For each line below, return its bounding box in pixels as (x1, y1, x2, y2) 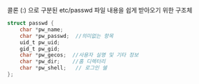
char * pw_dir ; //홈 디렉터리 (19, 58, 106, 65)
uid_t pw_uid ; (19, 39, 60, 46)
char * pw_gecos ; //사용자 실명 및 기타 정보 (19, 52, 139, 59)
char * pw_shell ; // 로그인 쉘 (19, 65, 107, 72)
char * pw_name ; (19, 26, 64, 33)
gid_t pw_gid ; (19, 45, 60, 52)
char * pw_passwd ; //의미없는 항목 (19, 32, 114, 39)
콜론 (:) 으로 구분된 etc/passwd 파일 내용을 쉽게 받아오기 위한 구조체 (7, 6, 193, 14)
